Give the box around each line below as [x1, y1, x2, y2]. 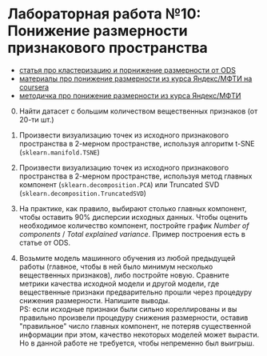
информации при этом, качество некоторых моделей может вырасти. [18, 330, 260, 339]
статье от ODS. [18, 238, 71, 247]
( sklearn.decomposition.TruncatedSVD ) [18, 188, 147, 198]
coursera [18, 82, 50, 92]
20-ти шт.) [18, 114, 54, 124]
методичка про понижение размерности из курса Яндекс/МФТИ [18, 90, 241, 100]
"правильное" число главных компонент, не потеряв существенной [18, 321, 251, 330]
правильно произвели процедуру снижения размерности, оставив [18, 313, 249, 322]
